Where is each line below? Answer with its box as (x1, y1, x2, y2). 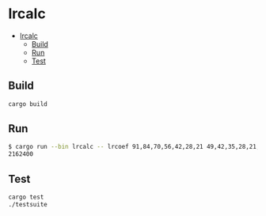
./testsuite (8, 200, 47, 208)
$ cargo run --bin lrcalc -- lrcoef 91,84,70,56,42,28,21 (8, 143, 203, 151)
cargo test (8, 193, 44, 201)
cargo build (8, 100, 47, 108)
